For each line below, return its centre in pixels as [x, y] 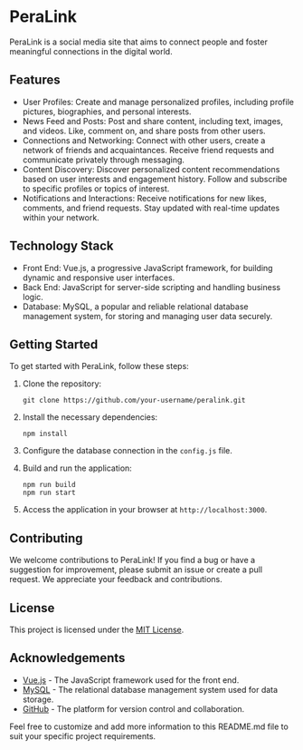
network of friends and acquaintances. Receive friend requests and [148, 150]
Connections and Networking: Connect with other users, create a [144, 140]
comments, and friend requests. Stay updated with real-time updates [151, 208]
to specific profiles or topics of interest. [96, 189]
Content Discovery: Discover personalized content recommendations [151, 169]
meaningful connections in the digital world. [91, 51]
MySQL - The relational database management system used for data [150, 689]
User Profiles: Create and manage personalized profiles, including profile [158, 102]
